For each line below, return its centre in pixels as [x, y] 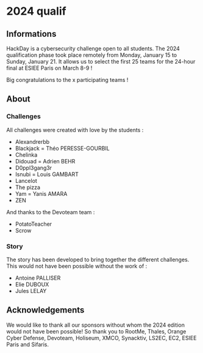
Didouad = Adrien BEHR [45, 161]
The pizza [28, 187]
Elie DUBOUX [32, 284]
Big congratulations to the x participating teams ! [67, 80]
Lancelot [26, 180]
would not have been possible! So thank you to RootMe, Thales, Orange [96, 331]
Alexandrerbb [32, 141]
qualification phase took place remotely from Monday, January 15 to [92, 55]
